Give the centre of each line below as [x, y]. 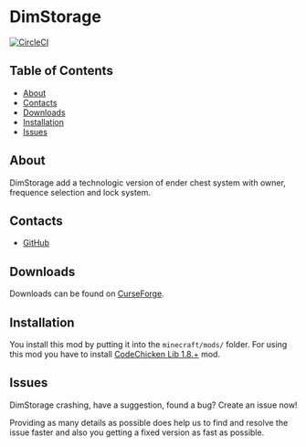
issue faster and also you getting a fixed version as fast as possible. [137, 432]
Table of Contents [62, 71]
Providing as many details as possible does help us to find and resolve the [149, 422]
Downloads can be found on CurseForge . [87, 293]
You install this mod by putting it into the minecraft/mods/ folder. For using [148, 344]
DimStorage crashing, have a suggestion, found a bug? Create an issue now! [153, 405]
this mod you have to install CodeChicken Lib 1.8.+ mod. [115, 354]
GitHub [36, 243]
